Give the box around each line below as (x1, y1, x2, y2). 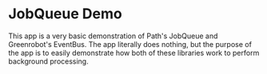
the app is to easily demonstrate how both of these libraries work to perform (8, 48, 260, 57)
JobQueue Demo (8, 5, 122, 23)
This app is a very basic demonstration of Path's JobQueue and (8, 31, 218, 41)
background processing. (8, 56, 90, 66)
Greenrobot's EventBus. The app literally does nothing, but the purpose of (8, 39, 252, 49)
